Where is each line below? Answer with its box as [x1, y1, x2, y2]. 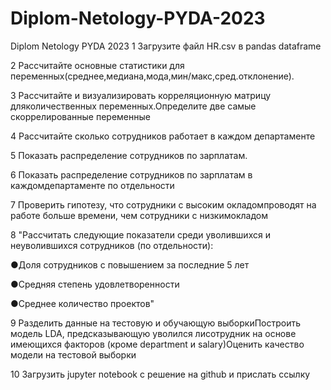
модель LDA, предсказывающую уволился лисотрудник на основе [10, 327, 297, 339]
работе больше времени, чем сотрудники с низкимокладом [10, 209, 268, 221]
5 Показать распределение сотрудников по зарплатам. [10, 149, 248, 161]
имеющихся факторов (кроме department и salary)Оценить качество [10, 338, 305, 350]
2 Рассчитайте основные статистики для [10, 59, 185, 71]
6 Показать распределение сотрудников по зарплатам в [10, 168, 253, 181]
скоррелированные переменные [10, 110, 151, 122]
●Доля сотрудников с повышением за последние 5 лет [10, 258, 250, 271]
